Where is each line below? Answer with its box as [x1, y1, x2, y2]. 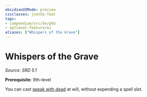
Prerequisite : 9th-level [5, 76, 51, 82]
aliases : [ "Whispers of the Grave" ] [5, 30, 80, 35]
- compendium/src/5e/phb [5, 21, 56, 26]
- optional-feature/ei [5, 25, 51, 30]
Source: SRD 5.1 [5, 67, 37, 73]
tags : [5, 16, 16, 21]
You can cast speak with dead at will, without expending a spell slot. [5, 86, 143, 92]
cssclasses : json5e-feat [5, 12, 56, 17]
